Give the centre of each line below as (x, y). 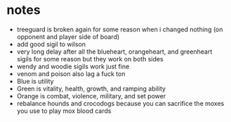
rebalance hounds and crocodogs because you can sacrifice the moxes (120, 103)
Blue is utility (35, 81)
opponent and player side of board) (68, 36)
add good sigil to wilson (51, 44)
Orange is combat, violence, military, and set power (91, 96)
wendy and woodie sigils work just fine (73, 66)
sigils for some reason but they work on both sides (90, 59)
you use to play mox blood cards (64, 111)
